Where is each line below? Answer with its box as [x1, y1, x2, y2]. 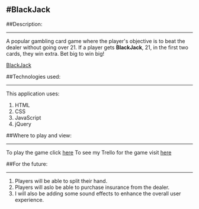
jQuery [14, 120, 31, 127]
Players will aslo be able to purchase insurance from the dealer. [14, 184, 170, 191]
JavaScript [14, 114, 41, 121]
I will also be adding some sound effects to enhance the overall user [14, 189, 181, 197]
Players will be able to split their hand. [14, 177, 108, 184]
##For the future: [6, 160, 48, 168]
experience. [14, 196, 44, 203]
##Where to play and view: [6, 131, 72, 139]
